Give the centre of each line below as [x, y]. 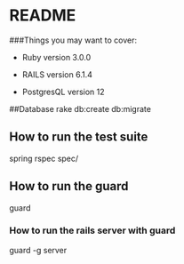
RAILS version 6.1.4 [57, 74]
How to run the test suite [79, 137]
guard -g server [38, 250]
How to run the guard [69, 186]
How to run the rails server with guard [92, 230]
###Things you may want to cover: [73, 40]
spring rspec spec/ [44, 158]
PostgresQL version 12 [63, 92]
